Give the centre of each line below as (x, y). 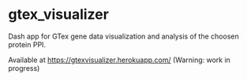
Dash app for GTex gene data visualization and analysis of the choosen (123, 36)
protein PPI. (27, 44)
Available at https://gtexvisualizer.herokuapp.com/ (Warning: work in (120, 60)
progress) (24, 68)
